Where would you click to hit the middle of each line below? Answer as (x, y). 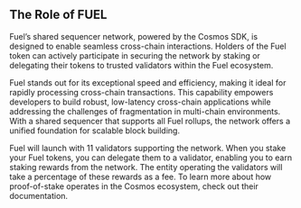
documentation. (39, 195)
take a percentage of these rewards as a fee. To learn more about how (141, 176)
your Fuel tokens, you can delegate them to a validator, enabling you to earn (150, 158)
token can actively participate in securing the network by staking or (135, 55)
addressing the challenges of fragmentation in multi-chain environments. (145, 111)
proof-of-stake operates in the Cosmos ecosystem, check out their (134, 186)
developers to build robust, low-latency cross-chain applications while (140, 102)
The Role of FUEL (58, 15)
